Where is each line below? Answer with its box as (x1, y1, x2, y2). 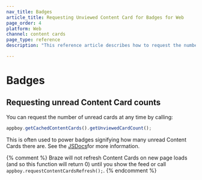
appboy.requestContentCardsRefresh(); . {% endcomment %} (6, 167, 157, 174)
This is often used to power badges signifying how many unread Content (6, 136, 186, 143)
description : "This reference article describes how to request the (6, 43, 182, 49)
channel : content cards (6, 31, 66, 37)
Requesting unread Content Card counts (6, 98, 161, 108)
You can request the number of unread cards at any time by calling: (6, 113, 173, 120)
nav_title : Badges (6, 8, 52, 15)
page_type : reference (6, 37, 61, 43)
